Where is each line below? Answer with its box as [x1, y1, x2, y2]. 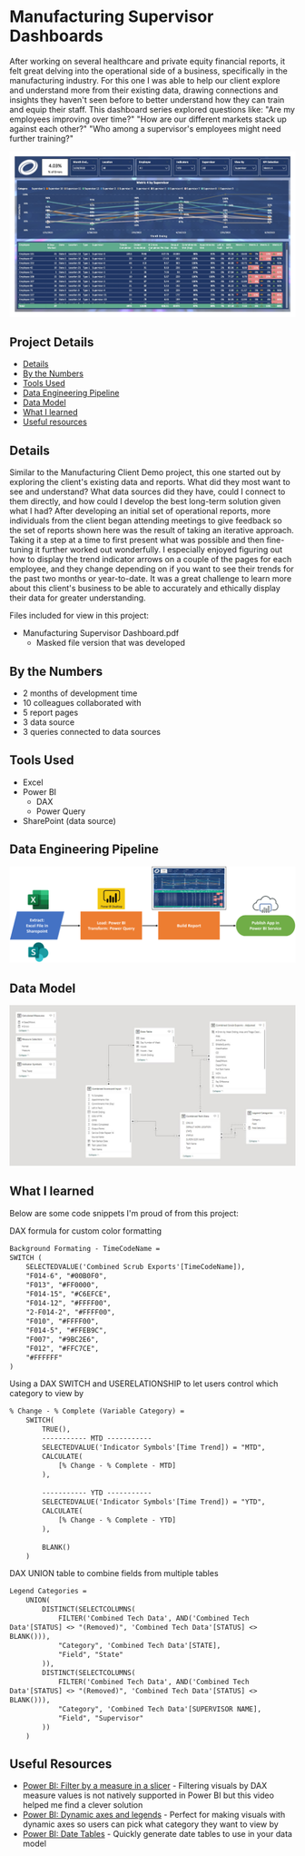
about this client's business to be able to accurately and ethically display [9, 583, 281, 594]
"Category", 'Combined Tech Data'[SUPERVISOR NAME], [57, 1704, 261, 1713]
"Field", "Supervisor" [57, 1713, 144, 1722]
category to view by [9, 1387, 84, 1398]
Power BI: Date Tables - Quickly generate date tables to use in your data [22, 1829, 293, 1840]
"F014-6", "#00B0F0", [25, 1271, 107, 1280]
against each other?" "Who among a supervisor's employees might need [9, 123, 281, 134]
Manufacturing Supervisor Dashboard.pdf [22, 628, 180, 639]
